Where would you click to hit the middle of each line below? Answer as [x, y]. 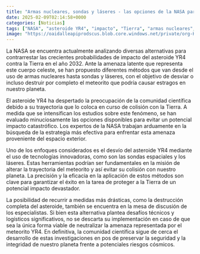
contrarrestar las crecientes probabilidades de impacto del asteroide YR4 [96, 57]
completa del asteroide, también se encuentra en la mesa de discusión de [97, 206]
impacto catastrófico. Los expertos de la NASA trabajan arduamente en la [96, 126]
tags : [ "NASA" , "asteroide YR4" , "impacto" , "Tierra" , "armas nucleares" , [101, 28]
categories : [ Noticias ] [36, 23]
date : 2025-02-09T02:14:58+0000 [46, 17]
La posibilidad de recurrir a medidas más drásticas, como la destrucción [95, 200]
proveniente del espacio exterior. [47, 139]
